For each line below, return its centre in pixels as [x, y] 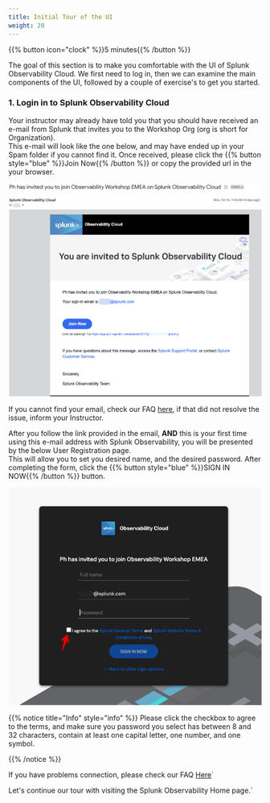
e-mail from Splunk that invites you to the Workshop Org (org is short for [128, 129]
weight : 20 [27, 25]
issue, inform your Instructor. [56, 418]
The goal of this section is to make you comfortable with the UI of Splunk [129, 65]
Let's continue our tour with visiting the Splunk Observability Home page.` [131, 791]
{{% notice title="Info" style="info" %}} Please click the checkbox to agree [132, 718]
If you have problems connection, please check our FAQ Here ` [111, 775]
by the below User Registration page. [70, 450]
